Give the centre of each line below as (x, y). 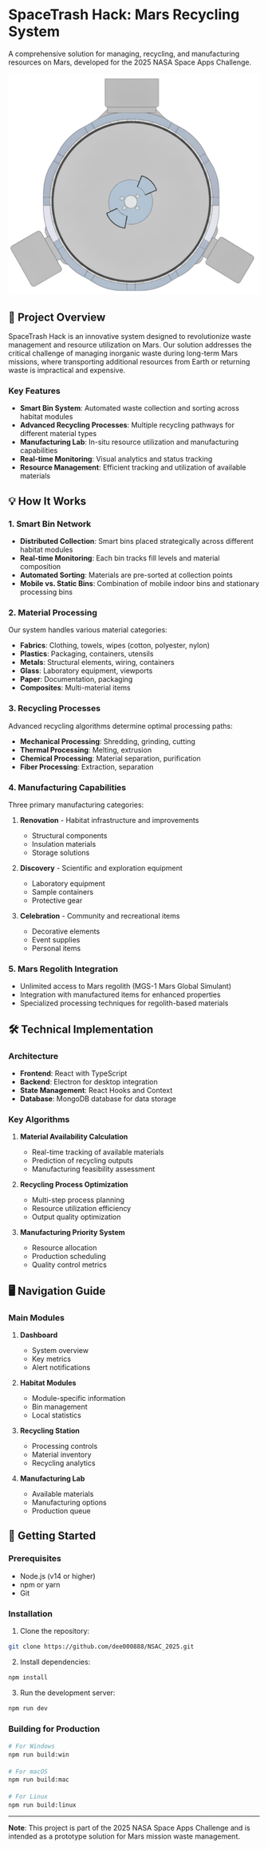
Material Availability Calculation (74, 1137)
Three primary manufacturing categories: (76, 805)
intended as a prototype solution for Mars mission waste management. (124, 1836)
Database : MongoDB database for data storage (98, 1099)
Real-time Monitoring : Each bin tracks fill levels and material (120, 558)
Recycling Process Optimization (74, 1185)
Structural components (69, 836)
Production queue (61, 1511)
